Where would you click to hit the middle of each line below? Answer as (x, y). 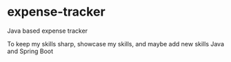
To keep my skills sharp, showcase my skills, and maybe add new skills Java (116, 44)
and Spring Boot (30, 51)
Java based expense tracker (48, 31)
